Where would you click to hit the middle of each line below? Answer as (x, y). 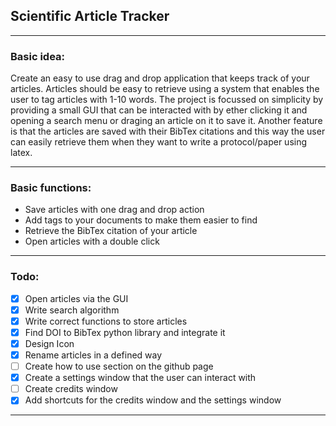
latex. (21, 153)
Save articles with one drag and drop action (114, 210)
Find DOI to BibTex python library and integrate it (125, 332)
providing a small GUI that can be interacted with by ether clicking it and (159, 110)
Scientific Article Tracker (90, 16)
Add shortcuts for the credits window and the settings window (153, 400)
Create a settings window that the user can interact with (140, 378)
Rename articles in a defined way (93, 355)
